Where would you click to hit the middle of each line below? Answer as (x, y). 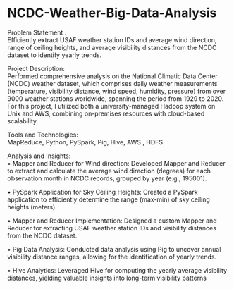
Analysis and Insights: (39, 156)
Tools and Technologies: (43, 135)
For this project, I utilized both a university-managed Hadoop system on (111, 106)
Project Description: (36, 68)
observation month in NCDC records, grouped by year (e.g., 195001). (107, 178)
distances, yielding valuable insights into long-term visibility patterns (107, 278)
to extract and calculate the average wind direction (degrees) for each (109, 171)
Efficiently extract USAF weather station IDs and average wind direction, (112, 39)
